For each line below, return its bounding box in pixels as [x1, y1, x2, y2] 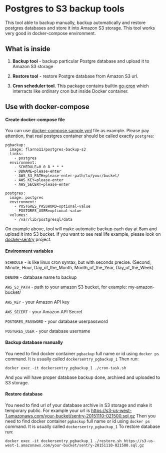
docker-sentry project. [5, 236, 51, 243]
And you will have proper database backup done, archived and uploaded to [5, 374, 160, 380]
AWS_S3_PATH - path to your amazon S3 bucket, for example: [5, 284, 127, 290]
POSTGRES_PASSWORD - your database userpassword [5, 318, 108, 324]
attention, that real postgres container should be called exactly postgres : [5, 133, 154, 139]
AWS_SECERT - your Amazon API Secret [5, 308, 82, 314]
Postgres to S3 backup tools [5, 3, 125, 15]
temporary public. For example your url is [5, 407, 90, 413]
